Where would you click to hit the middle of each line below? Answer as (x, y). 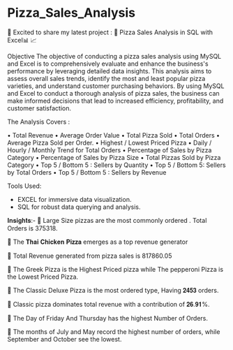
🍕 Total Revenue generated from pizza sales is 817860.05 (90, 256)
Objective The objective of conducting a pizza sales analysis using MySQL (114, 56)
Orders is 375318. (32, 228)
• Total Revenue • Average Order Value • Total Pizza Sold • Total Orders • (114, 135)
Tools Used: (24, 186)
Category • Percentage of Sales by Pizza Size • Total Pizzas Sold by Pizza (114, 157)
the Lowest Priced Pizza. (43, 277)
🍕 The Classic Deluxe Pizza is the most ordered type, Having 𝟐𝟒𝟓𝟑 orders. (113, 290)
